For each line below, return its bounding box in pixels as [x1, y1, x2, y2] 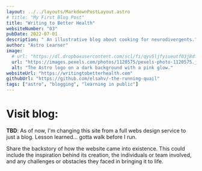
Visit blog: [6, 107, 59, 121]
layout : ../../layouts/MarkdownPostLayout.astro [6, 8, 130, 15]
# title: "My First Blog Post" [6, 14, 85, 20]
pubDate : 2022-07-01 [6, 31, 58, 37]
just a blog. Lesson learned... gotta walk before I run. [6, 133, 137, 140]
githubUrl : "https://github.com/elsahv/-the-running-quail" [6, 76, 161, 82]
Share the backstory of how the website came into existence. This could [6, 145, 185, 152]
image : [6, 48, 23, 54]
